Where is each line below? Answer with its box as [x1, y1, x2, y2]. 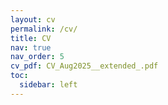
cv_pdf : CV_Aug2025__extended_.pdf [10, 61, 159, 71]
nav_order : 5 [10, 52, 65, 62]
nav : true [10, 42, 52, 53]
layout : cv [10, 14, 56, 25]
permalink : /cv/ [10, 24, 78, 34]
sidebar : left [19, 80, 78, 90]
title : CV [10, 33, 52, 43]
